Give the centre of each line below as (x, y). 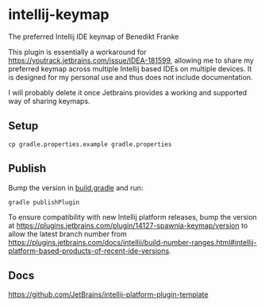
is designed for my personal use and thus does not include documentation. (131, 77)
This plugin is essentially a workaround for (77, 52)
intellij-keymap (59, 15)
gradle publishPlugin (44, 202)
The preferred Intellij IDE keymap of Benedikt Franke (94, 36)
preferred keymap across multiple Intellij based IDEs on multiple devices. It (130, 68)
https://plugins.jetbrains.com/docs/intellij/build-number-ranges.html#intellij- (132, 242)
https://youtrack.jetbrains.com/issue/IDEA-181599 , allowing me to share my (131, 60)
